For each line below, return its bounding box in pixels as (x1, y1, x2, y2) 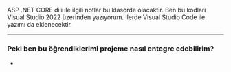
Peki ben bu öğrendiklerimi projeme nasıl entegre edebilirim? (7, 44, 214, 53)
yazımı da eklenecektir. (7, 21, 72, 28)
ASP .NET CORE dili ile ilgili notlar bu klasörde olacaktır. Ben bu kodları (7, 6, 206, 14)
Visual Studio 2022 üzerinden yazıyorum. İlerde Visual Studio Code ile (7, 13, 206, 21)
